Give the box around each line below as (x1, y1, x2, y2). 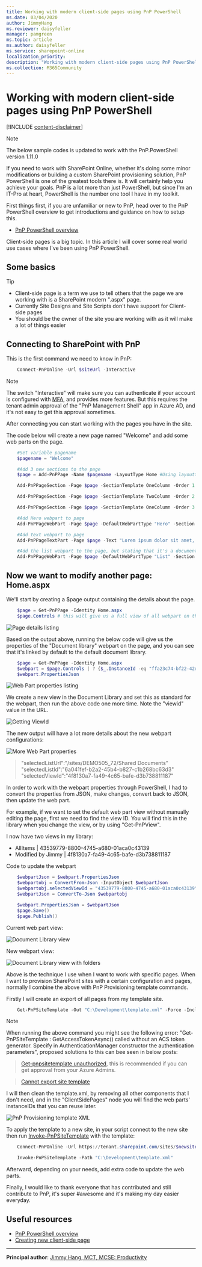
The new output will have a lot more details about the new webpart (6, 730, 171, 737)
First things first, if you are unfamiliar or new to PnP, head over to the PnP (6, 202, 188, 209)
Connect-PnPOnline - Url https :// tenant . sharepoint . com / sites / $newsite (17, 1144, 198, 1150)
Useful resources (6, 1214, 72, 1224)
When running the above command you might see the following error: (6, 1029, 179, 1036)
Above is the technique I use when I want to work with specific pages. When (6, 970, 195, 978)
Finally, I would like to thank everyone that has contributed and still (6, 1184, 171, 1191)
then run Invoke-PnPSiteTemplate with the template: (6, 1132, 135, 1139)
